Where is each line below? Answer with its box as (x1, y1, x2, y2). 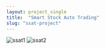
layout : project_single (6, 8, 67, 15)
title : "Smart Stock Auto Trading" (6, 15, 100, 21)
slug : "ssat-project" (6, 20, 62, 26)
